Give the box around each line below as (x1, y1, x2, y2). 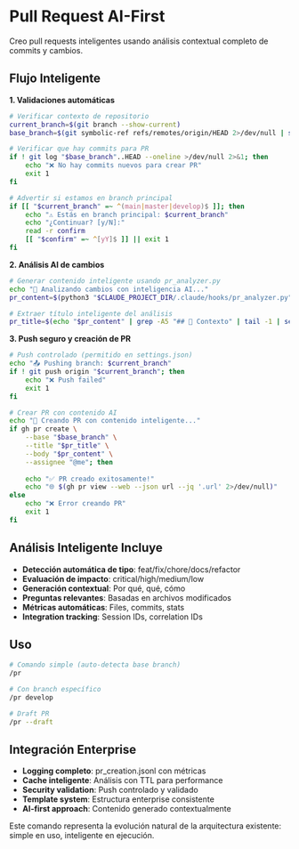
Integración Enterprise (9, 742, 137, 757)
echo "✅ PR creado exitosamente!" (25, 474, 155, 483)
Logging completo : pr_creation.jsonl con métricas (21, 765, 206, 776)
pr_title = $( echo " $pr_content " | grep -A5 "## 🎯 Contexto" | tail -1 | (9, 318, 281, 327)
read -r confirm (25, 227, 86, 236)
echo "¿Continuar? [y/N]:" (25, 218, 125, 228)
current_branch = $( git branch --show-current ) (9, 120, 181, 129)
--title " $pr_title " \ (25, 441, 109, 450)
